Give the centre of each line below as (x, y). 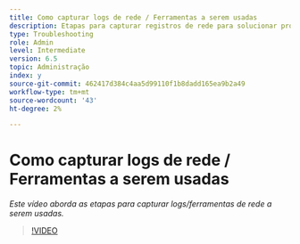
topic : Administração (50, 68)
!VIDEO (44, 231)
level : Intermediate (48, 51)
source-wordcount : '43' (54, 100)
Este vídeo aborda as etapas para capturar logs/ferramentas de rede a (141, 204)
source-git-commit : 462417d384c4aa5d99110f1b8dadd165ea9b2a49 (127, 84)
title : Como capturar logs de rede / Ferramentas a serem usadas (133, 17)
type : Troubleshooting (51, 34)
